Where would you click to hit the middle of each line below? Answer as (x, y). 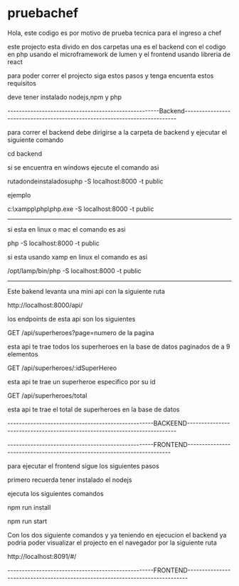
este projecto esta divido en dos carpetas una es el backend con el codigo (117, 46)
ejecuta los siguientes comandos (56, 493)
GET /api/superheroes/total (47, 395)
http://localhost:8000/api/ (45, 305)
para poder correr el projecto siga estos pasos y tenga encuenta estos (111, 76)
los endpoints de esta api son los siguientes (71, 319)
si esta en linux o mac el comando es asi (67, 229)
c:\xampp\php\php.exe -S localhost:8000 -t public (81, 209)
